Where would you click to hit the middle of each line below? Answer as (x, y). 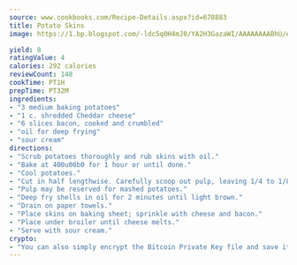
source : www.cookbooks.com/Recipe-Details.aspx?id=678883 (118, 17)
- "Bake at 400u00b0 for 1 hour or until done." (100, 164)
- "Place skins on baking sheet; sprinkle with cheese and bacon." (136, 214)
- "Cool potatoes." (45, 173)
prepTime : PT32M (39, 91)
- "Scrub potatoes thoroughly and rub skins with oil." (114, 156)
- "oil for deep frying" (55, 132)
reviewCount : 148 (41, 75)
